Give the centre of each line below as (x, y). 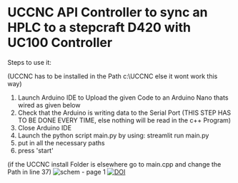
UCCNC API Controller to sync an (108, 12)
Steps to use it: (30, 62)
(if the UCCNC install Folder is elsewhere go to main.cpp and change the (114, 164)
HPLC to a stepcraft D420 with (99, 27)
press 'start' (35, 150)
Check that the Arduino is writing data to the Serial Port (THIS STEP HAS (124, 113)
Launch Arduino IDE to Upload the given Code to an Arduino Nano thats (123, 98)
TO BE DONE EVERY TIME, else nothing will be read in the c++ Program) (124, 120)
